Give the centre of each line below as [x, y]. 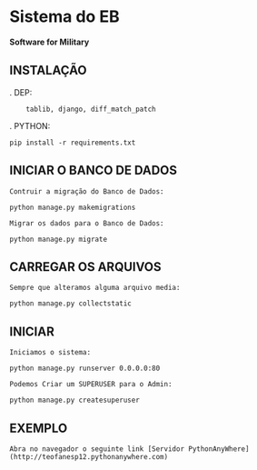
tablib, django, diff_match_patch [91, 109]
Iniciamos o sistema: [50, 353]
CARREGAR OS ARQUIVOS [85, 267]
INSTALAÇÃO [48, 70]
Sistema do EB [64, 17]
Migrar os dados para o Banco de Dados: [87, 223]
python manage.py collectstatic [70, 304]
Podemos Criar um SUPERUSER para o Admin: [91, 385]
